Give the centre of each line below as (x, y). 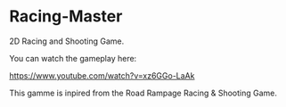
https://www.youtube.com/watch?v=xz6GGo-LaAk (102, 75)
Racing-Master (66, 16)
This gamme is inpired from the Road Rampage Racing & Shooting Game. (143, 93)
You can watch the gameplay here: (73, 58)
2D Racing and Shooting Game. (67, 41)
